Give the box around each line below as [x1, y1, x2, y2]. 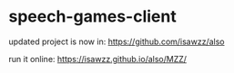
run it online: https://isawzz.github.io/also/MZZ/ [8, 53, 188, 64]
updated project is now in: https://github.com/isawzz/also [8, 36, 225, 47]
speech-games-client [8, 6, 177, 27]
